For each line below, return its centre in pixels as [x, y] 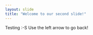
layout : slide [20, 9]
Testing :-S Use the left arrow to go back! [47, 27]
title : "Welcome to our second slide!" [46, 14]
